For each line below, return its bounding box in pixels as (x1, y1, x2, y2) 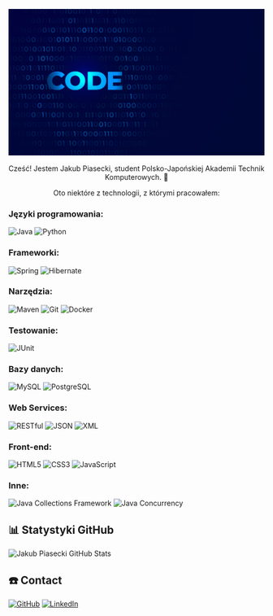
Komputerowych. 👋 (104, 172, 169, 181)
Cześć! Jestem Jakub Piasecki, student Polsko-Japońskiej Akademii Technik (8, 164, 265, 173)
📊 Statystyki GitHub (8, 522, 115, 537)
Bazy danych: (8, 364, 63, 375)
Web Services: (8, 402, 67, 413)
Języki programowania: (8, 208, 104, 220)
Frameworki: (8, 247, 59, 259)
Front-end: (8, 441, 52, 452)
